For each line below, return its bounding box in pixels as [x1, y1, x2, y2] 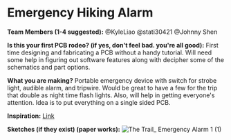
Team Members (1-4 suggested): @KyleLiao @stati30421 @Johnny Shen [7, 28, 218, 36]
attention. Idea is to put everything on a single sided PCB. [7, 98, 171, 106]
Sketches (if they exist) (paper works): [7, 125, 120, 133]
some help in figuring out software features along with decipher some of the [7, 55, 225, 63]
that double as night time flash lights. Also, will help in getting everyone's [7, 91, 215, 99]
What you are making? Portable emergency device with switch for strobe [7, 76, 217, 84]
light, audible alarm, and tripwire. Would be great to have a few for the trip [7, 83, 218, 92]
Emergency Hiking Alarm [7, 5, 154, 21]
